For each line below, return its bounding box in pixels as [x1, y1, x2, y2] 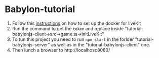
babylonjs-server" [12, 41, 50, 47]
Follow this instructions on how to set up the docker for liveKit [12, 20, 141, 26]
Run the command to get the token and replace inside [12, 25, 124, 31]
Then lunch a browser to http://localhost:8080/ [12, 47, 110, 53]
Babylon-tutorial [5, 4, 75, 15]
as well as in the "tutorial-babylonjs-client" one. [51, 41, 150, 47]
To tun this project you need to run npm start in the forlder [12, 36, 134, 42]
